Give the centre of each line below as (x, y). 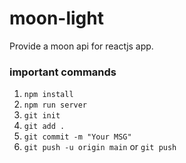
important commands (63, 72)
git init (42, 116)
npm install (48, 95)
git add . (44, 127)
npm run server (55, 105)
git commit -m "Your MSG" (77, 137)
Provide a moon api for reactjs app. (81, 46)
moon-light (56, 18)
